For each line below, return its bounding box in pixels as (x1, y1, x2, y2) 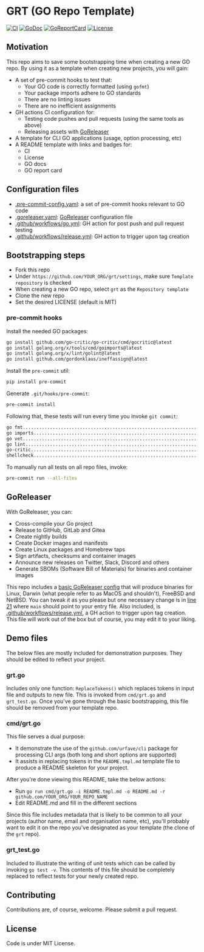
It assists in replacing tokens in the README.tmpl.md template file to (15, 758, 180, 765)
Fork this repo (15, 266, 50, 274)
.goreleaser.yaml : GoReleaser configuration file (15, 213, 133, 220)
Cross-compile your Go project (15, 520, 93, 527)
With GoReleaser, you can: (6, 508, 73, 515)
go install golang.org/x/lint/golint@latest (6, 350, 121, 356)
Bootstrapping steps (6, 250, 86, 260)
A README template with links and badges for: (15, 141, 132, 148)
